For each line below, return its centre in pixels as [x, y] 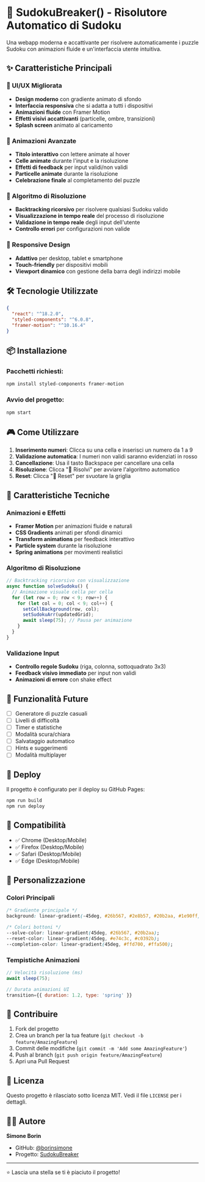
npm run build [24, 801]
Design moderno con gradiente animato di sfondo [78, 99]
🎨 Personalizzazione [46, 881]
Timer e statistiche [38, 727]
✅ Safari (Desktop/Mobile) [48, 854]
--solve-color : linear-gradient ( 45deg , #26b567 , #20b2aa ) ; [83, 933]
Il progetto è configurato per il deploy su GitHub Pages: [76, 790]
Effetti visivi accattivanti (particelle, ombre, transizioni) [85, 118]
